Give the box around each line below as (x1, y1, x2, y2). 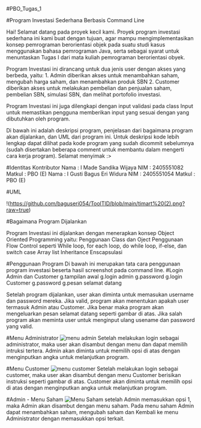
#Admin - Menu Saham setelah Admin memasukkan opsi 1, (6, 396, 192, 403)
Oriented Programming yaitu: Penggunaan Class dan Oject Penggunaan (6, 236, 184, 243)
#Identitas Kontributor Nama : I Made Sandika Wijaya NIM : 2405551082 (6, 164, 184, 171)
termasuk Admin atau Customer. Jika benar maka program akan (6, 304, 164, 311)
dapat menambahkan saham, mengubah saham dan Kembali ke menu (6, 409, 179, 415)
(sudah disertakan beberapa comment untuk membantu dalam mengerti (6, 146, 184, 153)
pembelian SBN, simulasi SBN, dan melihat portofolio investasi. (6, 91, 162, 98)
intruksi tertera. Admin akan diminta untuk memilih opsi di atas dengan (6, 347, 181, 354)
